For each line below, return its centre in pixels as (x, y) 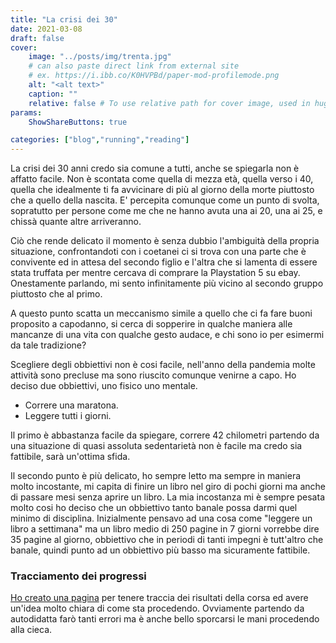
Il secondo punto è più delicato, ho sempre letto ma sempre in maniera (156, 476)
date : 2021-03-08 (46, 29)
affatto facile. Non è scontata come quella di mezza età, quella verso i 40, (162, 179)
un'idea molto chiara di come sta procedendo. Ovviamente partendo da (157, 608)
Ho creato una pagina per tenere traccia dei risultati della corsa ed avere (159, 598)
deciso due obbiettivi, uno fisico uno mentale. (104, 386)
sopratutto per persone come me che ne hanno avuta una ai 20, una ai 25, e (166, 211)
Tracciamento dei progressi (78, 576)
